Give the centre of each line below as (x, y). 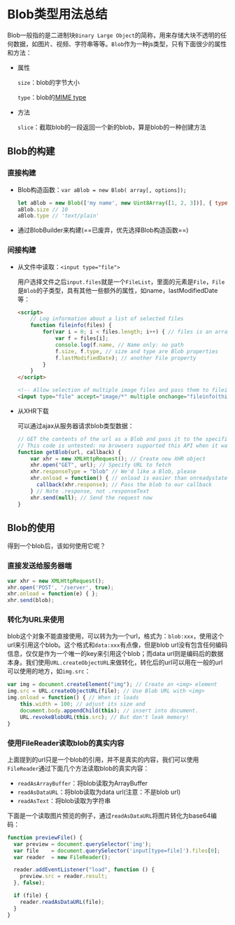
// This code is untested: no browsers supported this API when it (117, 446)
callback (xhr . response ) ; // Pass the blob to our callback (124, 485)
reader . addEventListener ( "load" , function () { (84, 870)
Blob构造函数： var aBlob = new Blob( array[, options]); (102, 189)
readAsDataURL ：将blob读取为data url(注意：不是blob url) (99, 792)
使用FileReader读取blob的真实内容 (66, 743)
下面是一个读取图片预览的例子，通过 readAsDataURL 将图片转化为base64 (109, 815)
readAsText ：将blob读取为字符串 (64, 800)
